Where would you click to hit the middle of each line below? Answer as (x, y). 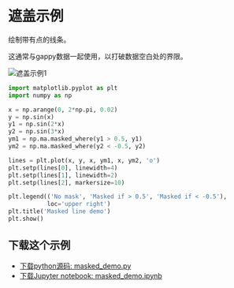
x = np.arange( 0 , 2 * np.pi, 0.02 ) (63, 110)
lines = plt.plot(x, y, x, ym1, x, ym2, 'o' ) (84, 160)
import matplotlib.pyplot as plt (63, 88)
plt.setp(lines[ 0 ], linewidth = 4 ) (63, 168)
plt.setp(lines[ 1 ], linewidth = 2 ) (63, 175)
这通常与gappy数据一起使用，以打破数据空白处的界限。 (98, 56)
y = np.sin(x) (32, 117)
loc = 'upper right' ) (79, 204)
